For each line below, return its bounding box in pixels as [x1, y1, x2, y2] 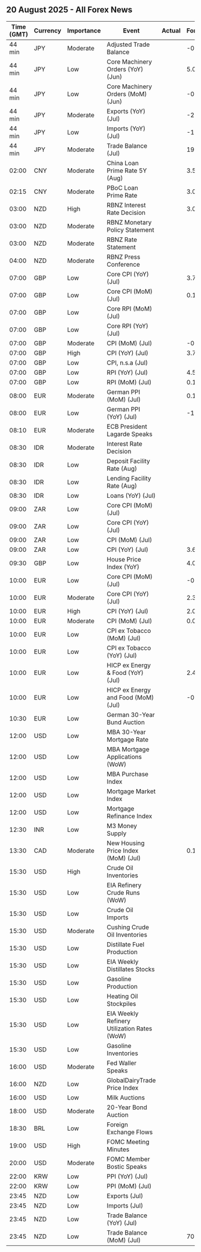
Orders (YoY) [106, 65, 144, 73]
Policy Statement [106, 225, 154, 234]
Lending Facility [106, 474, 151, 482]
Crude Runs [106, 888, 141, 897]
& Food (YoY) [106, 668, 144, 677]
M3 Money [106, 821, 138, 830]
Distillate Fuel [106, 940, 145, 948]
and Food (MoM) [106, 693, 154, 701]
